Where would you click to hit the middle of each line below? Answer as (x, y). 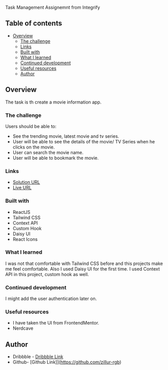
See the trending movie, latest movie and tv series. (66, 136)
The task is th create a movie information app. (53, 102)
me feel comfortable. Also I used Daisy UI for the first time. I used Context (83, 269)
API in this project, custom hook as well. (47, 274)
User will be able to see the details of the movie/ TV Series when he (84, 141)
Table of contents (34, 23)
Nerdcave (23, 328)
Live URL (22, 188)
